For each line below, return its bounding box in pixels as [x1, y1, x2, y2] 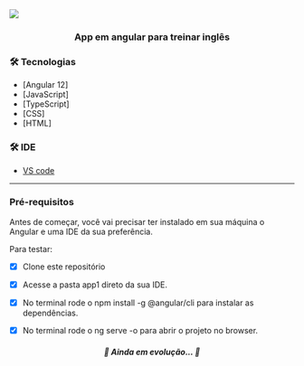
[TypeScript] [22, 99, 70, 109]
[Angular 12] [22, 80, 69, 90]
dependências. [22, 307, 79, 318]
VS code [22, 164, 55, 175]
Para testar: [9, 243, 52, 254]
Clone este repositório [22, 261, 106, 272]
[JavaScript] [22, 89, 70, 100]
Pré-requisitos [9, 196, 74, 209]
